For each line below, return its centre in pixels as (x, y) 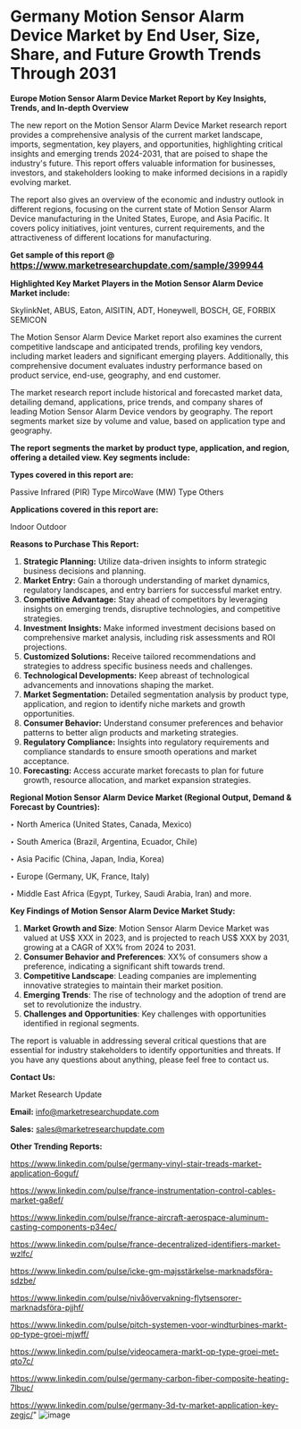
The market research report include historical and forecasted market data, (146, 392)
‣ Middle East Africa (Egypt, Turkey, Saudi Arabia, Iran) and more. (131, 893)
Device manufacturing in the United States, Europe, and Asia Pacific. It (140, 218)
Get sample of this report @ (63, 255)
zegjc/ (22, 1415)
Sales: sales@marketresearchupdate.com (87, 1128)
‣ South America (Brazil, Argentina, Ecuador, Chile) (104, 841)
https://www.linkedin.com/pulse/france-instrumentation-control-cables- (143, 1190)
